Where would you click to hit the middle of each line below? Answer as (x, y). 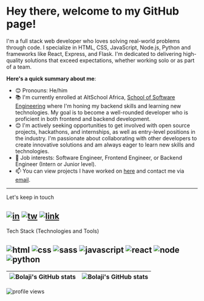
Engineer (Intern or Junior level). (56, 164)
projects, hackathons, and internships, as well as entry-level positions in (105, 131)
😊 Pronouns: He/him (41, 90)
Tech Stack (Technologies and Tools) (53, 231)
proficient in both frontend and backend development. (83, 119)
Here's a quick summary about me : (51, 78)
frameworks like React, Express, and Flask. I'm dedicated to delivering (94, 54)
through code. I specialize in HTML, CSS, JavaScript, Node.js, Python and (99, 47)
